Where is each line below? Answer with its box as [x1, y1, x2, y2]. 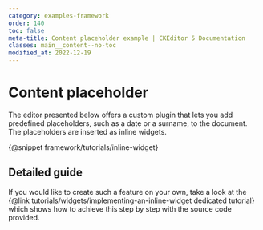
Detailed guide [8, 166, 83, 180]
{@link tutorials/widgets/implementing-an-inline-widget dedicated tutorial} [8, 196, 255, 205]
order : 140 [8, 19, 45, 27]
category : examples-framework [8, 11, 110, 20]
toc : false [8, 26, 45, 34]
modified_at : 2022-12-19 [8, 49, 91, 57]
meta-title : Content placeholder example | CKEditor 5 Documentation [8, 34, 246, 42]
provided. [8, 212, 40, 222]
